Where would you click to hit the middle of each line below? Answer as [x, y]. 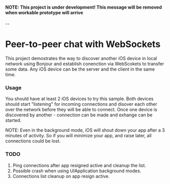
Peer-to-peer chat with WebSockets [83, 44]
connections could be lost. [33, 141]
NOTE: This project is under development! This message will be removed [84, 7]
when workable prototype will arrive [44, 12]
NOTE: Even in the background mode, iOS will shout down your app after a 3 [85, 130]
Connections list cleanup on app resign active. [61, 176]
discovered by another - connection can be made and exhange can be [79, 115]
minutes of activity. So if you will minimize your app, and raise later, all [78, 136]
